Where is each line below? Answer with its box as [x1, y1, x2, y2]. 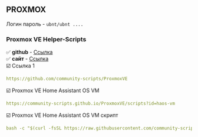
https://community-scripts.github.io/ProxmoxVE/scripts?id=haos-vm [6, 100, 176, 106]
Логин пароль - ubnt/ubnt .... [6, 20, 84, 27]
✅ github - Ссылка [6, 48, 53, 56]
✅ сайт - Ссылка [6, 56, 49, 63]
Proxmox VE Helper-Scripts [6, 35, 87, 43]
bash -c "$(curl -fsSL [6, 125, 62, 131]
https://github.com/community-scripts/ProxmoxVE [6, 76, 128, 82]
